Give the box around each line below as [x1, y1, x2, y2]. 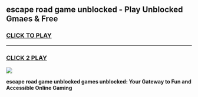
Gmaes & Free [6, 14, 58, 24]
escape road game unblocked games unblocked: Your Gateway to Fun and [6, 78, 192, 85]
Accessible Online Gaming [6, 84, 72, 91]
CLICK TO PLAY [6, 32, 52, 40]
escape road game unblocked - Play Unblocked [6, 5, 183, 15]
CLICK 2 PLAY [6, 53, 47, 62]
